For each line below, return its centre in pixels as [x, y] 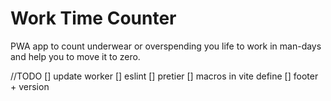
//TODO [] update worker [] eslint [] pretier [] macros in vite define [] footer [164, 76]
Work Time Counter [93, 18]
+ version [30, 86]
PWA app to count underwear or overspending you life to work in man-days [166, 46]
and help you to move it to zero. [75, 56]
